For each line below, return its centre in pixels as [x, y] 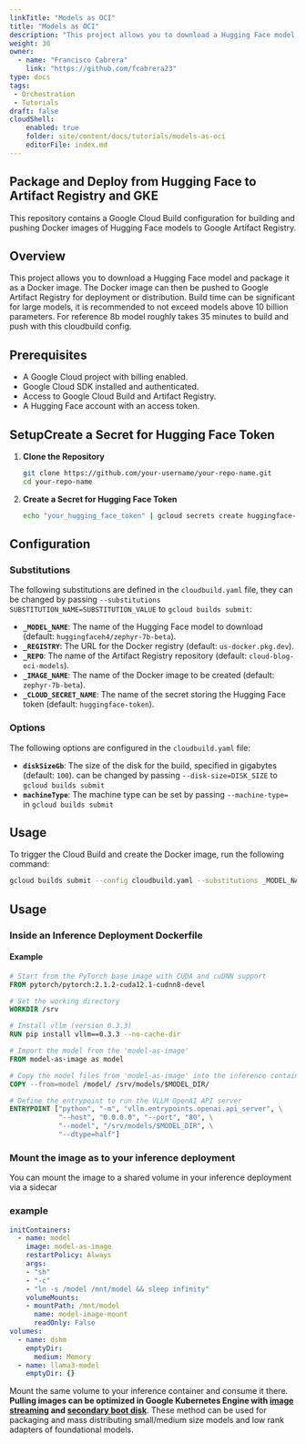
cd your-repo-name [57, 482]
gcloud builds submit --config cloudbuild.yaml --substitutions [134, 881]
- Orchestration [44, 94]
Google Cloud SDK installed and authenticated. [111, 387]
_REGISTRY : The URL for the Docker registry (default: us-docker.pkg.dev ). [158, 646]
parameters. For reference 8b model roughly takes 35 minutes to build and [149, 317]
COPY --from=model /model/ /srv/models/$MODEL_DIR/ [109, 1084]
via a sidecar [33, 1187]
